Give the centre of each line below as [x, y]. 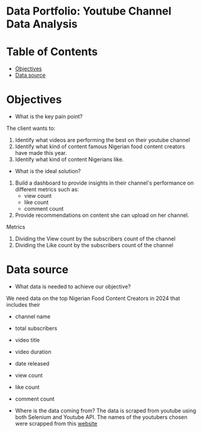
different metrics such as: [47, 189]
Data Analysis [42, 24]
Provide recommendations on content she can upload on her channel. [102, 215]
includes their [23, 305]
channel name [33, 316]
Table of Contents [52, 52]
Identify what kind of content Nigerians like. [69, 160]
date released [32, 363]
